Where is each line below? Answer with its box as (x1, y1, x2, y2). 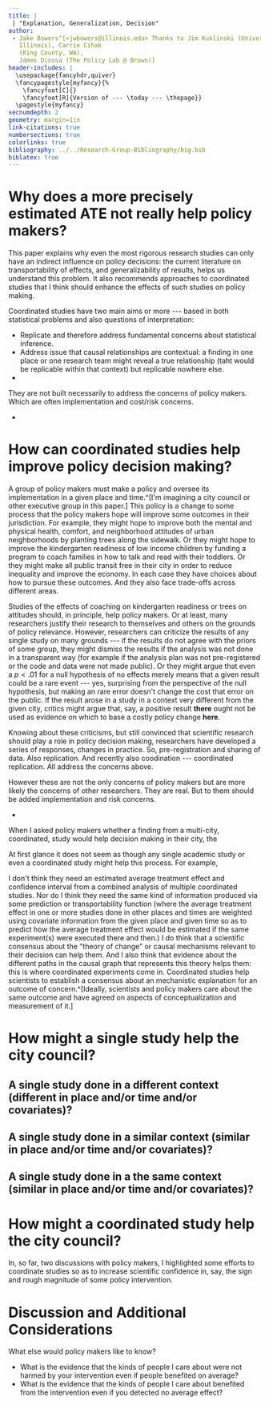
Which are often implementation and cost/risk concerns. (8, 397, 195, 407)
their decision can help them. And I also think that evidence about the (8, 950, 238, 960)
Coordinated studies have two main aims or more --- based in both (8, 306, 230, 316)
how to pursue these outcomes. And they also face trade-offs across (8, 578, 236, 587)
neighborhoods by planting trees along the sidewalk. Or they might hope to (8, 535, 256, 545)
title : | (8, 11, 38, 20)
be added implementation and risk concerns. (8, 795, 156, 804)
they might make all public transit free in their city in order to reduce (8, 561, 232, 570)
